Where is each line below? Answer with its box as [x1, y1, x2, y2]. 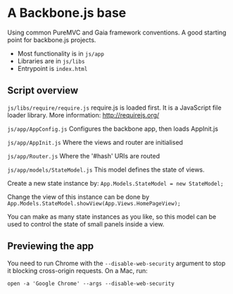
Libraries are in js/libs [17, 56, 85, 65]
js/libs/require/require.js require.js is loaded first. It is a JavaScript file [7, 103, 222, 112]
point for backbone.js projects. [7, 35, 96, 44]
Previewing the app [7, 241, 94, 253]
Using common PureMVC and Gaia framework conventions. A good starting [7, 28, 227, 37]
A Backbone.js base [7, 5, 127, 21]
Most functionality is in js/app [17, 49, 104, 58]
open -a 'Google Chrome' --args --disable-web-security [7, 280, 175, 287]
